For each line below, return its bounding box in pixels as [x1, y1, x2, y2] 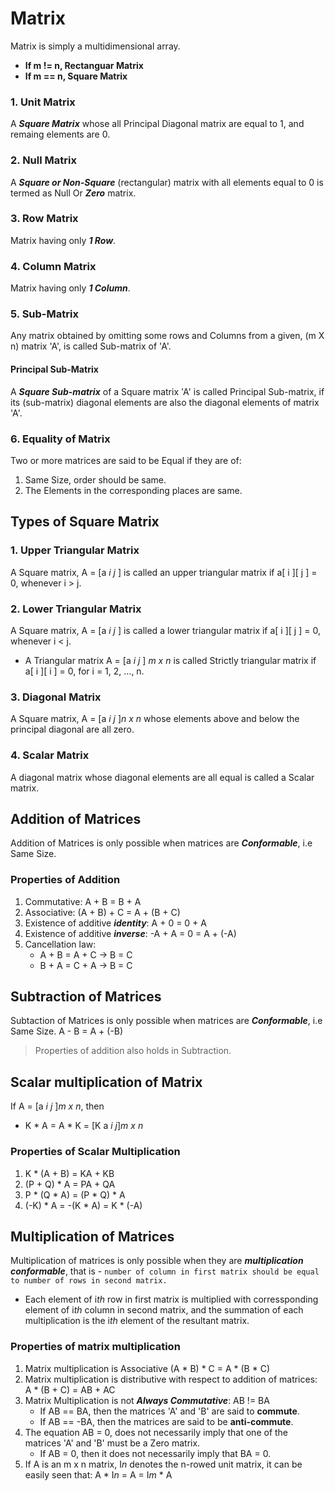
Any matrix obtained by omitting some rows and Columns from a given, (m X [10, 330, 325, 342]
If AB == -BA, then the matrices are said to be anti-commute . [39, 1415, 294, 1427]
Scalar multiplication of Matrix [10, 1073, 203, 1091]
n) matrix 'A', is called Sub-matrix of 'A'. [10, 340, 172, 352]
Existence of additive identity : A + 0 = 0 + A [24, 917, 207, 929]
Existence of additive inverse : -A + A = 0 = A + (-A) [24, 927, 237, 939]
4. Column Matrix [10, 259, 97, 273]
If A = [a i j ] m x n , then [10, 1100, 105, 1112]
